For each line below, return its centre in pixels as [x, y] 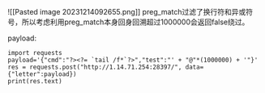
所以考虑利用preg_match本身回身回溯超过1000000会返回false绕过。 [135, 22]
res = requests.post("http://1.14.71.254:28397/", [95, 67]
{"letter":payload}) [43, 74]
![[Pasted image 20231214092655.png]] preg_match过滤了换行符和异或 [127, 12]
